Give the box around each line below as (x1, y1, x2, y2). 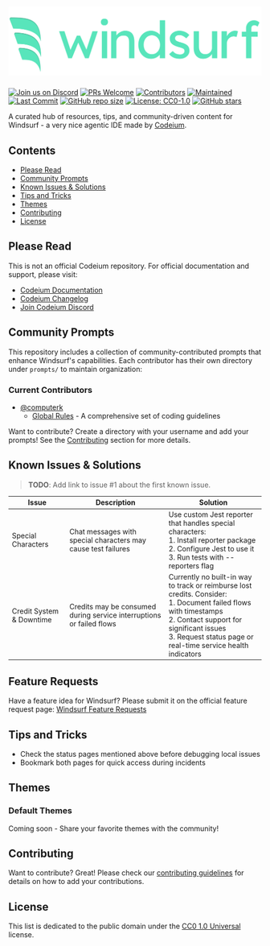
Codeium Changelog (19, 293, 88, 304)
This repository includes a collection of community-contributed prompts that (8, 347, 262, 357)
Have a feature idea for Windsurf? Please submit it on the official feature (8, 696, 247, 706)
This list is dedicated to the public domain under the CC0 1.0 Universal (8, 921, 241, 932)
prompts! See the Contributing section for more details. (8, 436, 191, 445)
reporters (168, 560, 199, 570)
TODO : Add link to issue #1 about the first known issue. (27, 480, 211, 490)
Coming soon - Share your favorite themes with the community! (8, 824, 219, 833)
